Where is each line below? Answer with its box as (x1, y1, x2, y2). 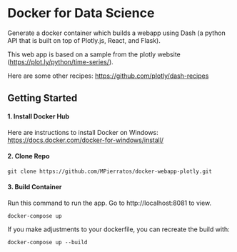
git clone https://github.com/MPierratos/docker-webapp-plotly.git (7, 168, 213, 175)
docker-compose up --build (7, 238, 88, 246)
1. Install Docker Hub (7, 112, 70, 121)
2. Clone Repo (7, 152, 50, 161)
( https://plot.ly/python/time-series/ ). (7, 57, 114, 66)
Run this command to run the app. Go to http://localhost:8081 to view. (7, 198, 212, 207)
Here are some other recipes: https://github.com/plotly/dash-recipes (7, 71, 209, 80)
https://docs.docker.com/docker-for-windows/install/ (7, 136, 164, 144)
